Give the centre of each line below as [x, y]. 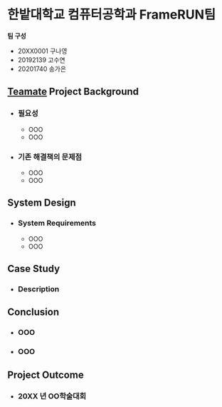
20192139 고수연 [41, 60]
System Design [42, 203]
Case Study [34, 269]
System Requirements [57, 223]
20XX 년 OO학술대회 [52, 396]
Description [38, 288]
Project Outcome [46, 375]
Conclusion [33, 312]
